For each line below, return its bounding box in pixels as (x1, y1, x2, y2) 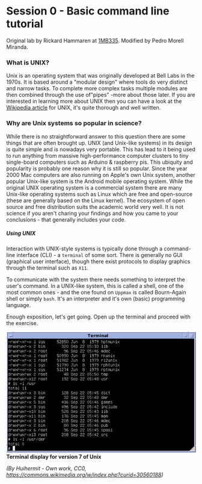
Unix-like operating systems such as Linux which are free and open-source (6, 190, 193, 197)
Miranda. (6, 43, 28, 51)
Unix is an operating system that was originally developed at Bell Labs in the (6, 72, 195, 79)
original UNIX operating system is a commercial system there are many (6, 184, 182, 191)
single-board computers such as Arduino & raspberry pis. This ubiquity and (6, 158, 194, 166)
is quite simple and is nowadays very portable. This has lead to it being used (6, 146, 195, 153)
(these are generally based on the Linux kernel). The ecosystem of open (6, 197, 185, 204)
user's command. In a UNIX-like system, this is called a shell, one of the (6, 282, 184, 290)
